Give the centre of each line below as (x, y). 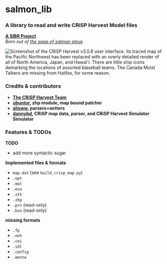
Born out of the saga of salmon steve (44, 42)
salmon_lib (29, 9)
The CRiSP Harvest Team (39, 97)
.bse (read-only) (30, 210)
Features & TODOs (28, 132)
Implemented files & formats (36, 163)
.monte (19, 257)
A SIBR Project (21, 36)
